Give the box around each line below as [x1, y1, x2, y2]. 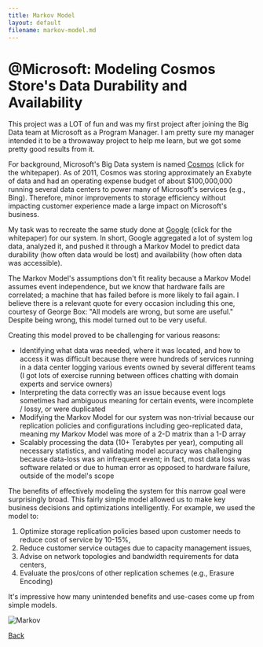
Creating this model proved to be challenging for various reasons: [8, 331, 221, 340]
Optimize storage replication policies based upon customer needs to [19, 527, 241, 536]
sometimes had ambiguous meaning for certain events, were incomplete [19, 396, 254, 406]
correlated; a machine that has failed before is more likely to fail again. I [8, 290, 239, 300]
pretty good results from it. [8, 145, 95, 154]
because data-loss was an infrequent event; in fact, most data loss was [19, 454, 251, 464]
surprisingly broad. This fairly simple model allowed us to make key [8, 494, 226, 504]
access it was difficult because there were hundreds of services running [19, 355, 254, 364]
